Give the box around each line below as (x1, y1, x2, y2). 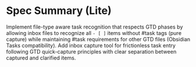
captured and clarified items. (6, 54, 76, 61)
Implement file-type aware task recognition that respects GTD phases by (6, 23, 183, 30)
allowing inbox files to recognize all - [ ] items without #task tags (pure (6, 29, 182, 36)
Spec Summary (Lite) (6, 4, 112, 17)
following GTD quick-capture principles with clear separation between (6, 48, 177, 55)
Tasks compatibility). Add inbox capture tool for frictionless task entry (6, 42, 176, 49)
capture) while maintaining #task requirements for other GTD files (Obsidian (6, 36, 191, 43)
